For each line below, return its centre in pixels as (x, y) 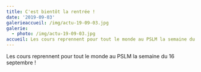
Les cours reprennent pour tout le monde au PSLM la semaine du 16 (90, 56)
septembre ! (21, 62)
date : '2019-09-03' (31, 17)
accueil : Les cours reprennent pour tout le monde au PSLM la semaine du (101, 39)
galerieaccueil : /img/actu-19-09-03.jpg (58, 23)
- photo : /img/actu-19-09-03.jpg (54, 34)
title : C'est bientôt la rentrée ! (51, 12)
